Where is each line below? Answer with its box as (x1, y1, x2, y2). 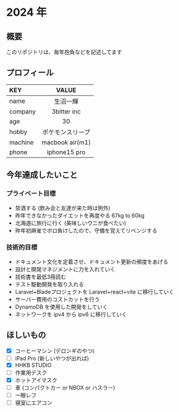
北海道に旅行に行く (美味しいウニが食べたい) (14, 219, 127, 226)
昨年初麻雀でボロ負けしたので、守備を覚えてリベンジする (14, 227, 158, 234)
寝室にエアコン (14, 399, 52, 407)
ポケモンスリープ (42, 128, 90, 136)
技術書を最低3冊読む (14, 273, 66, 280)
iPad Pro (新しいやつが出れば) (14, 354, 89, 361)
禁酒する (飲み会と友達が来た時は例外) (14, 204, 110, 211)
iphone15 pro (47, 148, 86, 156)
